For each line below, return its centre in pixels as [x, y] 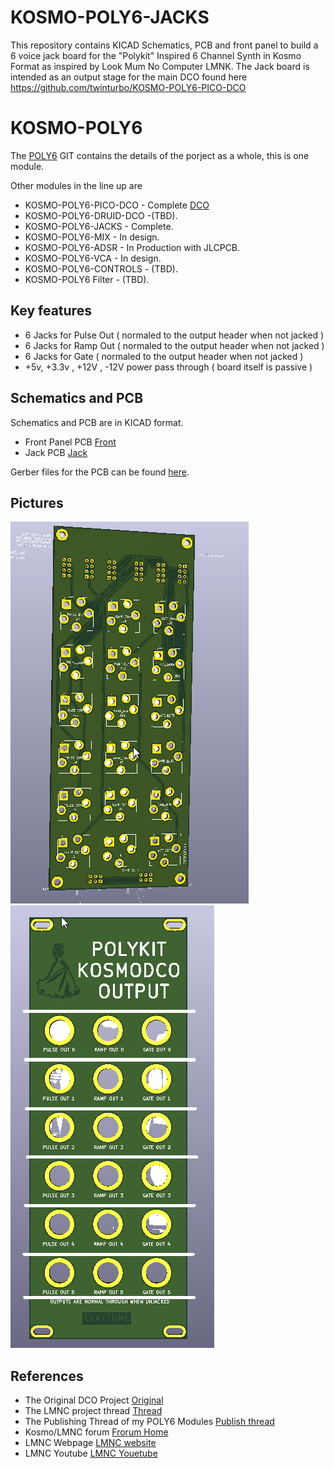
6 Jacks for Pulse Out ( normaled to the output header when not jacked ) [174, 335]
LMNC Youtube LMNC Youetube [91, 1453]
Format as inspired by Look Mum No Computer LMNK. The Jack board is [160, 66]
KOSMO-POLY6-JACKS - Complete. [99, 226]
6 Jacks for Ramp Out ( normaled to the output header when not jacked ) [174, 345]
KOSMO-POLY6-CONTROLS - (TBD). [101, 268]
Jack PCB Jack [56, 452]
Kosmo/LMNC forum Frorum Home [96, 1432]
